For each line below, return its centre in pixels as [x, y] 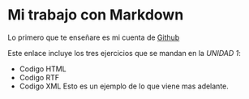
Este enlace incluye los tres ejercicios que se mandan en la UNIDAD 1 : [124, 53]
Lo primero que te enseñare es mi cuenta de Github [94, 37]
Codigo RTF [39, 77]
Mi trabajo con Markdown [96, 15]
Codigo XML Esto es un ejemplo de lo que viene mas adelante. [124, 86]
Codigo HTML [43, 69]
